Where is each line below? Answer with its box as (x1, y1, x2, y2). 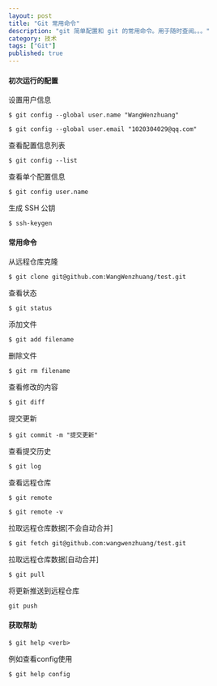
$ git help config (8, 670, 70, 678)
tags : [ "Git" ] (8, 42, 57, 50)
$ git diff (8, 398, 45, 407)
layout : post (8, 11, 53, 20)
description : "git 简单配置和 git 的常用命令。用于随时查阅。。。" (8, 27, 211, 35)
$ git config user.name (8, 188, 89, 197)
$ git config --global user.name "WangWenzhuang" (8, 111, 180, 120)
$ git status (8, 304, 53, 312)
